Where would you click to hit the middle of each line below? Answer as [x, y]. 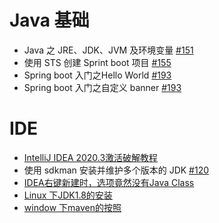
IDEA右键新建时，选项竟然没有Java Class [109, 182]
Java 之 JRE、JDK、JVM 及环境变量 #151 [108, 50]
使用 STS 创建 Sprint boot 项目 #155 [97, 62]
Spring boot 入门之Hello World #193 [97, 75]
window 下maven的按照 [72, 207]
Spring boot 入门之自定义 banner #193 [102, 87]
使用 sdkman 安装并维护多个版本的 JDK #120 [116, 170]
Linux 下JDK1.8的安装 [68, 195]
